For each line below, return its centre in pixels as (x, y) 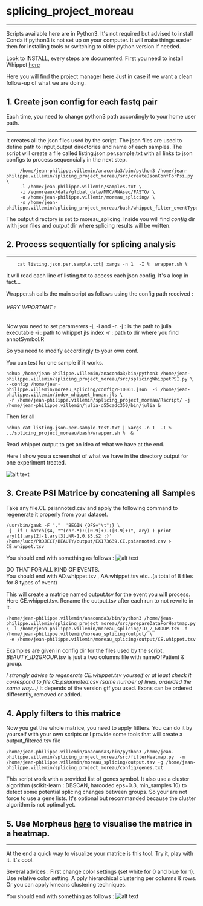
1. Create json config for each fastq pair (82, 102)
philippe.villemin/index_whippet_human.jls (62, 395)
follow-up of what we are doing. (46, 82)
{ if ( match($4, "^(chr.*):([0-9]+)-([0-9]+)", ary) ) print (90, 531)
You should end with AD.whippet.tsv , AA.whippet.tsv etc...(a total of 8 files (100, 576)
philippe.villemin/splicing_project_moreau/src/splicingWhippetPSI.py (97, 379)
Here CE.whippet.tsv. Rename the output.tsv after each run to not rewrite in (100, 600)
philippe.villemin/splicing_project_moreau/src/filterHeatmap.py (90, 757)
